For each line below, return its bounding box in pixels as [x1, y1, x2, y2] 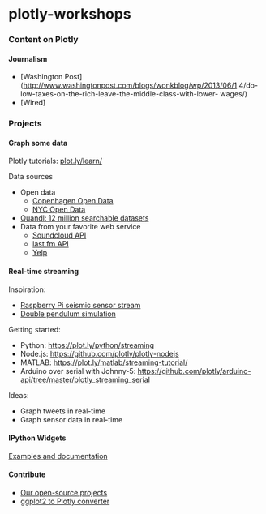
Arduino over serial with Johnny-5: [19, 366, 136, 375]
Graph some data [8, 138, 68, 148]
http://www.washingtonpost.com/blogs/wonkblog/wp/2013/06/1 [23, 80, 238, 90]
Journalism [8, 54, 48, 63]
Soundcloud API [32, 230, 87, 240]
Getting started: [8, 324, 61, 334]
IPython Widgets [8, 433, 66, 443]
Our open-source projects [19, 488, 108, 498]
